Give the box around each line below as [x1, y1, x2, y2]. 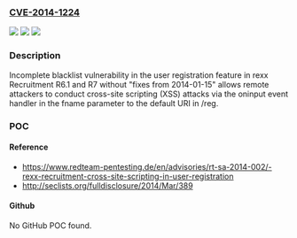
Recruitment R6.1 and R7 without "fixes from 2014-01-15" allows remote [9, 79, 270, 89]
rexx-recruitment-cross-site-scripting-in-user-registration [21, 171, 234, 181]
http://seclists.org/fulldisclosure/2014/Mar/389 [21, 180, 193, 191]
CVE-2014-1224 [9, 6, 81, 19]
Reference [9, 142, 49, 152]
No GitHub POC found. [9, 219, 92, 231]
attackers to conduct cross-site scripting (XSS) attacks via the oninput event [9, 88, 289, 99]
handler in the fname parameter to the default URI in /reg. [9, 97, 219, 108]
